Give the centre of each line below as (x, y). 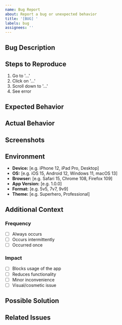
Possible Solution (32, 301)
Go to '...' (21, 76)
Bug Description (30, 48)
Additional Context (34, 210)
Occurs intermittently (33, 240)
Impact (14, 258)
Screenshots (25, 140)
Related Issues (28, 317)
